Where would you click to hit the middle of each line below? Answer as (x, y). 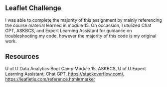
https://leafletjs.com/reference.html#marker (50, 79)
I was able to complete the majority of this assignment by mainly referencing (83, 20)
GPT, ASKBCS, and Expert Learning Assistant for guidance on (69, 30)
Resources (22, 57)
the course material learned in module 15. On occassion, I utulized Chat (78, 25)
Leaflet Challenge (33, 8)
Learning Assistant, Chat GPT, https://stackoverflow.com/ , (65, 74)
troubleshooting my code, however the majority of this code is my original (81, 36)
